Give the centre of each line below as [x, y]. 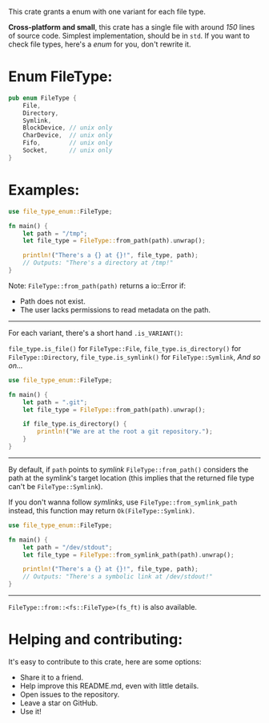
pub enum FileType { [43, 98]
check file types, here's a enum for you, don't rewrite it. [100, 44]
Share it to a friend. [52, 677]
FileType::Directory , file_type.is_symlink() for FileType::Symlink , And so [134, 357]
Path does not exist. [52, 301]
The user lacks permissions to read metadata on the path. [115, 309]
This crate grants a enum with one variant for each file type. [107, 12]
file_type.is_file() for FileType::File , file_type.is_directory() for [125, 348]
